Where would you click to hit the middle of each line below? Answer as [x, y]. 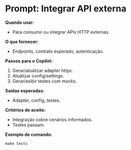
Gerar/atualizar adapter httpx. [43, 71]
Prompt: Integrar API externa [66, 9]
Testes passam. [28, 125]
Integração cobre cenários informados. [53, 119]
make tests [16, 144]
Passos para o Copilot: [29, 61]
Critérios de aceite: [25, 110]
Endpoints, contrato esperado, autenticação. [58, 51]
